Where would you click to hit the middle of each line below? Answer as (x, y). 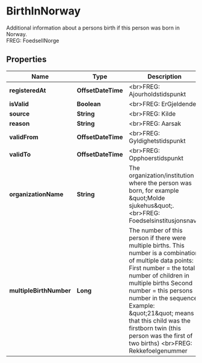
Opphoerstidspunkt (156, 158)
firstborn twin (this (155, 328)
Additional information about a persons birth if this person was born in (93, 28)
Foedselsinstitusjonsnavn (164, 220)
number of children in (159, 275)
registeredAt (28, 90)
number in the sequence (163, 298)
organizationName (36, 194)
